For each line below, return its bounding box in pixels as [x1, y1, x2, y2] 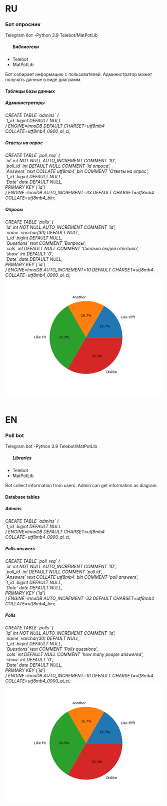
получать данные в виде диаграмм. [5, 77, 81, 83]
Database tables [5, 494, 40, 500]
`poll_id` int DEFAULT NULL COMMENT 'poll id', [5, 569, 102, 575]
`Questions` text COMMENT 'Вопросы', [5, 240, 86, 246]
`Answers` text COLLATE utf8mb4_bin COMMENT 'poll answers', [5, 574, 139, 580]
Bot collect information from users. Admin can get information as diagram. [5, 483, 158, 489]
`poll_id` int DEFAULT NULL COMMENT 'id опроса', [5, 163, 111, 169]
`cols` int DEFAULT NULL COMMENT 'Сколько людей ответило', [5, 245, 139, 251]
